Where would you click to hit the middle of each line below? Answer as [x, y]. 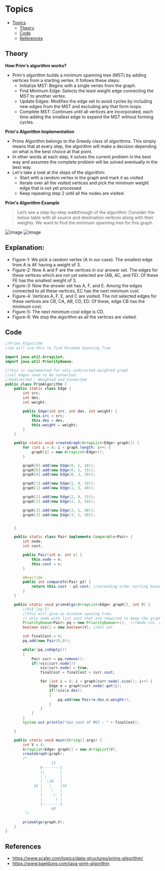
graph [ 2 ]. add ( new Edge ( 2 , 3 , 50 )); [59, 501]
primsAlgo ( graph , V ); [44, 822]
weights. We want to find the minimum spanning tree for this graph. [85, 222]
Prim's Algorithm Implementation [40, 132]
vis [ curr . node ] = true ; [65, 668]
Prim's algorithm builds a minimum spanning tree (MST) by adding [79, 75]
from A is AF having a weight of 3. [46, 265]
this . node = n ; [47, 559]
